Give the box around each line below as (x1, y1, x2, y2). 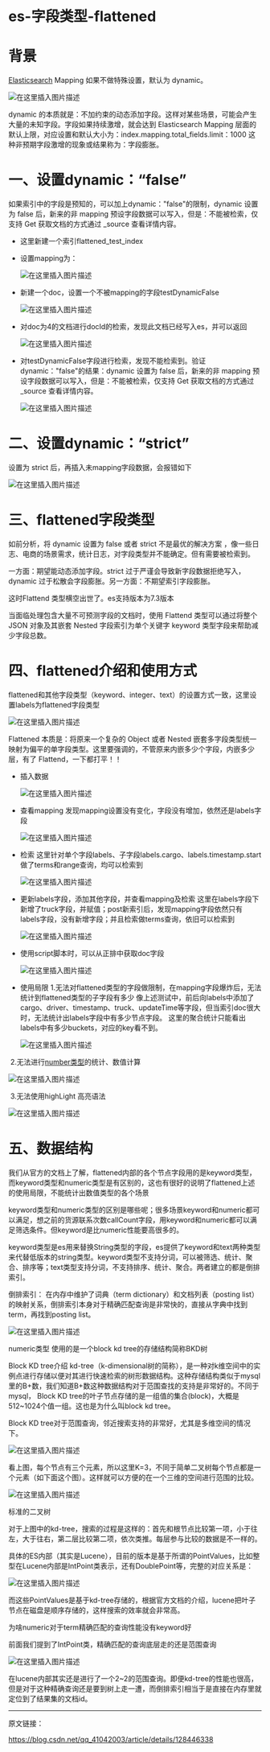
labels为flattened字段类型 (14, 699, 100, 709)
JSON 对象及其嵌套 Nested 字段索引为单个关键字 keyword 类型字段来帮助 (8, 620, 252, 630)
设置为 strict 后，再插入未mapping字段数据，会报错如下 (8, 463, 192, 472)
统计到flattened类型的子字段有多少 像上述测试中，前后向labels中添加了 (19, 992, 255, 1002)
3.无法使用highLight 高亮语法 (10, 1091, 106, 1101)
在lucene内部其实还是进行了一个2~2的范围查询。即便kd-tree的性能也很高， (8, 1673, 259, 1683)
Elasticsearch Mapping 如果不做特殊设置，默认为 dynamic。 (8, 76, 207, 85)
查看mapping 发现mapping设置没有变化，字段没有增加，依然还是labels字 (19, 806, 262, 815)
